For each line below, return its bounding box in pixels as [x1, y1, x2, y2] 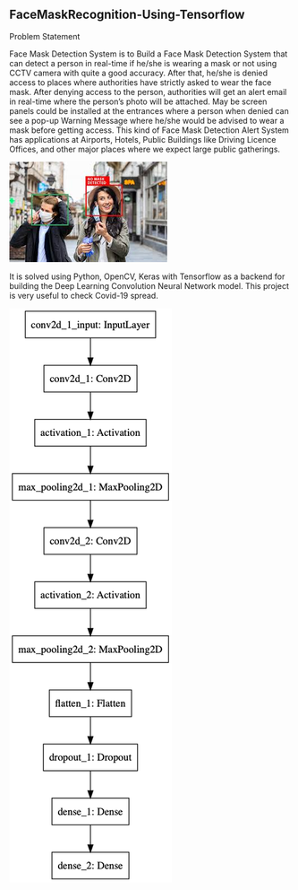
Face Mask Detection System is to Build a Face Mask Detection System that [9, 48, 288, 59]
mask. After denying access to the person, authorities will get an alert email [9, 86, 287, 97]
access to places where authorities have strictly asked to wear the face [9, 76, 272, 88]
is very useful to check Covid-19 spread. [9, 290, 158, 301]
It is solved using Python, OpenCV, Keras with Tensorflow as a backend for [9, 271, 285, 282]
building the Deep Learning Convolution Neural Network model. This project [9, 280, 289, 291]
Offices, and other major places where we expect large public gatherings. [9, 144, 280, 154]
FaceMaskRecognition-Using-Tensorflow [9, 7, 245, 22]
